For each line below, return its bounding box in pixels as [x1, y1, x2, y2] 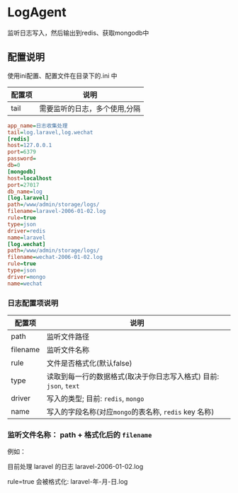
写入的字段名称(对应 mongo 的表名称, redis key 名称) [46, 407, 215, 417]
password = [7, 155, 37, 163]
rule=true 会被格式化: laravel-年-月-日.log [7, 477, 128, 486]
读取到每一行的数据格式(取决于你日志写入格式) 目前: [46, 371, 220, 381]
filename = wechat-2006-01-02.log [7, 254, 103, 261]
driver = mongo [7, 273, 46, 280]
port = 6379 [7, 149, 37, 156]
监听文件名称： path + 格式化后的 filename [7, 429, 152, 439]
